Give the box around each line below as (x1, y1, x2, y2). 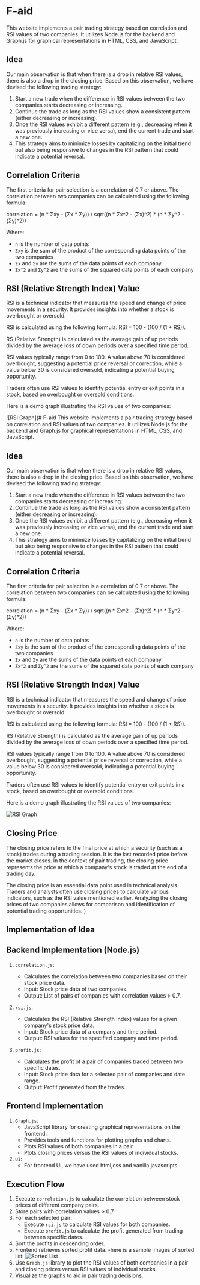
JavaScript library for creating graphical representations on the (23, 1123, 180, 1131)
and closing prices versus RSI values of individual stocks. (14, 1266, 157, 1273)
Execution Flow (6, 1180, 65, 1190)
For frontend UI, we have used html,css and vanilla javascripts (23, 1161, 178, 1169)
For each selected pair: (14, 1214, 72, 1222)
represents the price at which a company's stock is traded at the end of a (6, 863, 188, 870)
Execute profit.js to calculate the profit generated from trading (23, 1227, 183, 1234)
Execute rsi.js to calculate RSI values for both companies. (23, 1221, 171, 1228)
